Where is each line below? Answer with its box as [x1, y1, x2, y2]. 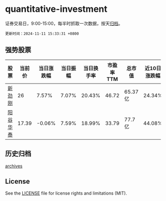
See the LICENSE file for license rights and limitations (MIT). [5, 190, 127, 196]
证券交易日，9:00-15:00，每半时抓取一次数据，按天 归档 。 [5, 20, 123, 26]
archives [5, 163, 23, 169]
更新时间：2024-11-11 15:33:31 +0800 [5, 31, 79, 36]
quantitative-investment [5, 3, 108, 15]
